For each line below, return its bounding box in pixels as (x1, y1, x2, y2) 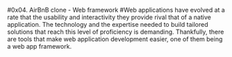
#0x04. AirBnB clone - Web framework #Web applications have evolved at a (7, 6, 226, 14)
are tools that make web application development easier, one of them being (7, 35, 223, 43)
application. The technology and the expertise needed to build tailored (7, 21, 208, 28)
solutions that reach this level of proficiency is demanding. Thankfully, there (7, 27, 224, 36)
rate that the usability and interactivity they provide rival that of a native (7, 13, 212, 21)
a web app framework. (7, 43, 72, 50)
